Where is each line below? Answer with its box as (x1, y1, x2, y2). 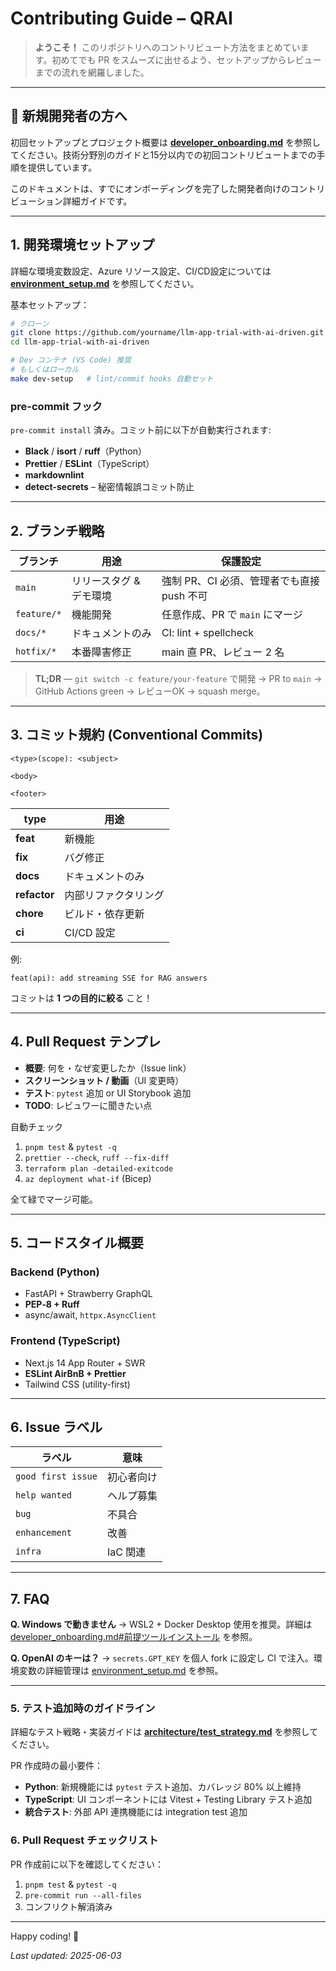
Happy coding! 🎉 (10, 1930, 80, 1942)
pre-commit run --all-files (24, 1890, 142, 1901)
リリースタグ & (71, 573, 141, 587)
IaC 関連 (106, 1545, 147, 1559)
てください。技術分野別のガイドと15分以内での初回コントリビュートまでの (10, 148, 317, 161)
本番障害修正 (71, 645, 132, 659)
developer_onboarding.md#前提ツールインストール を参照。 (10, 1631, 258, 1643)
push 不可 (161, 588, 208, 602)
